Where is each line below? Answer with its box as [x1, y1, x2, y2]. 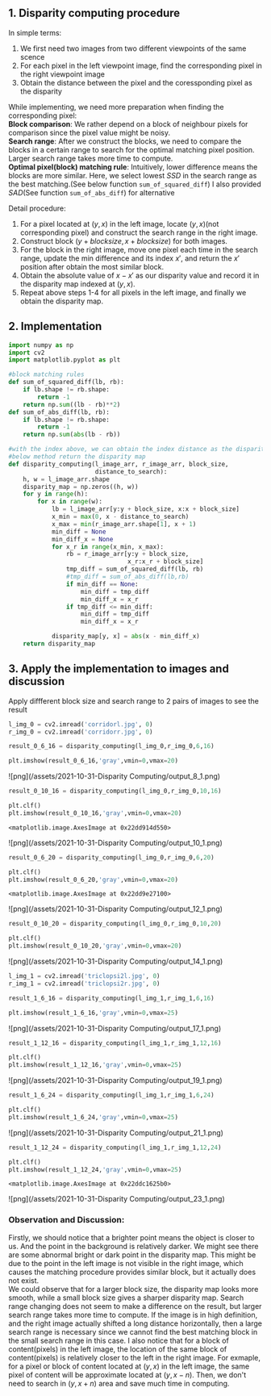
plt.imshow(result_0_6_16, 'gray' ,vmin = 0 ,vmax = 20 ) [8, 757, 179, 765]
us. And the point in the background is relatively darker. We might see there [8, 1241, 259, 1251]
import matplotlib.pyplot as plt [8, 356, 121, 364]
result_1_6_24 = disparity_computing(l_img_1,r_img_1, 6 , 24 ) [8, 1091, 215, 1100]
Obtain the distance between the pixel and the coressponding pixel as [19, 77, 252, 87]
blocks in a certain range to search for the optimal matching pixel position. [8, 144, 256, 154]
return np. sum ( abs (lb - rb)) [23, 431, 121, 439]
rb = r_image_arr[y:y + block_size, [65, 550, 190, 558]
